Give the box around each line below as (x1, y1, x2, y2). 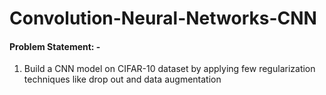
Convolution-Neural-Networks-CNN (9, 7, 317, 30)
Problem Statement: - (9, 40, 101, 52)
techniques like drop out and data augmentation (23, 73, 222, 86)
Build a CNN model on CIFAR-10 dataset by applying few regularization (23, 63, 316, 75)
